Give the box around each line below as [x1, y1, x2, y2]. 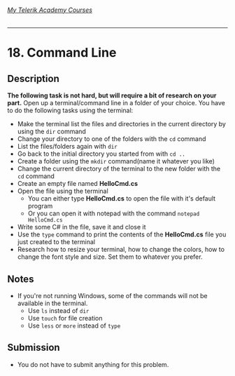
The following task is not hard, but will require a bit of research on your [7, 91, 217, 100]
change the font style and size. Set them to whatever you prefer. [17, 253, 203, 261]
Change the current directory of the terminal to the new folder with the [17, 165, 221, 173]
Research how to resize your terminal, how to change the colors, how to [17, 246, 225, 254]
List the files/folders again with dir [17, 142, 117, 151]
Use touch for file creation [27, 314, 103, 323]
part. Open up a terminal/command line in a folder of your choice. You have [7, 99, 225, 107]
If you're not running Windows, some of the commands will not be [17, 292, 208, 300]
